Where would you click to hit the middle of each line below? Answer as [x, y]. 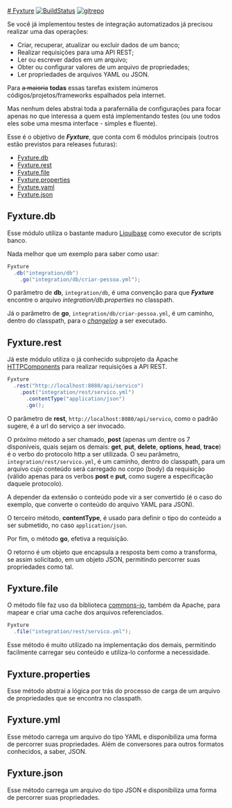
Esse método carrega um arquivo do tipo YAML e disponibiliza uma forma [112, 737]
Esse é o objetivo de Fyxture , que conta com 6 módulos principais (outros [113, 137]
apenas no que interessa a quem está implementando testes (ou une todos [114, 116]
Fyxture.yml [34, 720]
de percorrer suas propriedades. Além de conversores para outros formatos [116, 744]
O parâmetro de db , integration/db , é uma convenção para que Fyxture [111, 293]
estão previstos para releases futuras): [62, 144]
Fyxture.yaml [36, 187]
